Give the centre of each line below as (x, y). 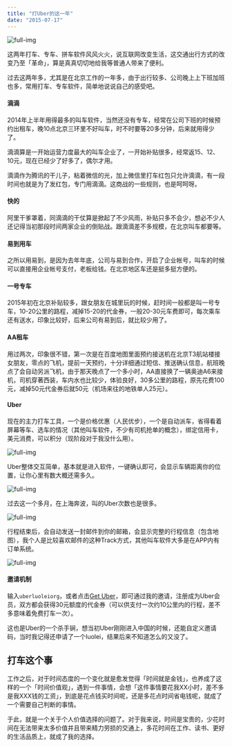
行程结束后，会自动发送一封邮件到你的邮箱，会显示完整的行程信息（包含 (110, 531)
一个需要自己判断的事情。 (43, 704)
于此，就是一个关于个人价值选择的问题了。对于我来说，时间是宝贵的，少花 (113, 719)
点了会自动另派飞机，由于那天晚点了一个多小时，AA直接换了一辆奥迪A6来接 (115, 371)
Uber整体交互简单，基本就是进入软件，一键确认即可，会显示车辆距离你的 (111, 466)
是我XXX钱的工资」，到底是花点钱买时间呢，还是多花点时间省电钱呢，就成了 (115, 696)
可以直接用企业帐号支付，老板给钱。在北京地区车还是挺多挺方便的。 (104, 269)
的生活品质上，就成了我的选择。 (52, 736)
